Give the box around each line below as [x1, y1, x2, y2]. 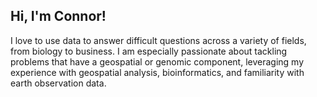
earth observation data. [10, 77, 107, 89]
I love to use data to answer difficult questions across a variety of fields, [10, 34, 307, 46]
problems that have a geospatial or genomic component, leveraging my [10, 55, 304, 68]
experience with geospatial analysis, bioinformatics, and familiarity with [10, 66, 305, 78]
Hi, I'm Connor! [10, 8, 107, 25]
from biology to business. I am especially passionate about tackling [10, 45, 288, 57]
